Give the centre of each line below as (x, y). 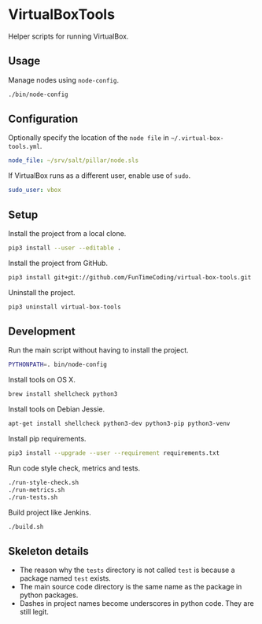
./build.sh (26, 526)
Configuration (43, 119)
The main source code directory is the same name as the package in (131, 587)
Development (42, 332)
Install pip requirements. (47, 439)
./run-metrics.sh (37, 489)
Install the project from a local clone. (67, 233)
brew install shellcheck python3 (63, 394)
